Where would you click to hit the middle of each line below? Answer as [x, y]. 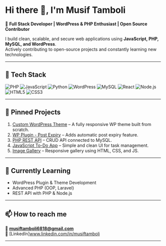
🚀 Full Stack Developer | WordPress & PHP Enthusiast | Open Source [76, 24]
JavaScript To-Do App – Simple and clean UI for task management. [81, 145]
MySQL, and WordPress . [31, 44]
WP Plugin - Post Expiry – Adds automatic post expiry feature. [75, 135]
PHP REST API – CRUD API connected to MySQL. [62, 140]
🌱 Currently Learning [38, 171]
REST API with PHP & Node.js [42, 193]
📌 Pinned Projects [33, 112]
